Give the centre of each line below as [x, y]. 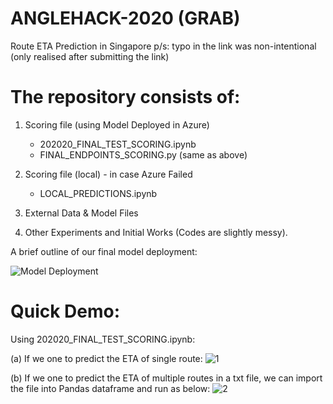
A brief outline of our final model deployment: [104, 251]
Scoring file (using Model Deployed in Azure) [117, 124]
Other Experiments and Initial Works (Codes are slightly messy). [156, 232]
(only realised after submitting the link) [90, 56]
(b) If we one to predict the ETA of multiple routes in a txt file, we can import [166, 378]
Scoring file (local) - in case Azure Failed [108, 174]
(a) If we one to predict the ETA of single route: [106, 358]
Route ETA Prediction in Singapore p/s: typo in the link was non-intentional [163, 46]
